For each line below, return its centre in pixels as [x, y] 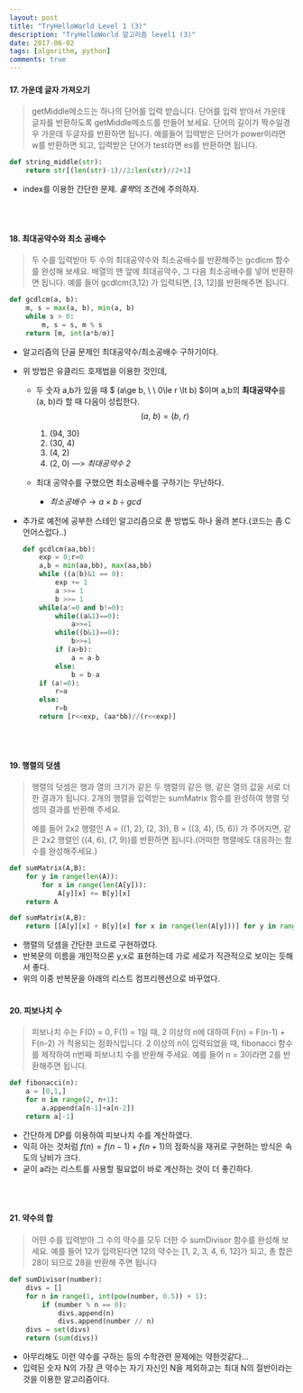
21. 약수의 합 [32, 1218]
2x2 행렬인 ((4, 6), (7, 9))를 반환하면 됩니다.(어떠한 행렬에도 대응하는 [162, 840]
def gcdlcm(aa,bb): [59, 549]
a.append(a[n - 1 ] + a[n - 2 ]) [88, 1109]
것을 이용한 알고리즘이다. [66, 1379]
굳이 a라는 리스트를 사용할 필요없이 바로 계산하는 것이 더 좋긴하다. [138, 1168]
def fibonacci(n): [44, 1083]
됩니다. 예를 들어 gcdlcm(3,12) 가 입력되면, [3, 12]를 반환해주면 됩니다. [165, 283]
